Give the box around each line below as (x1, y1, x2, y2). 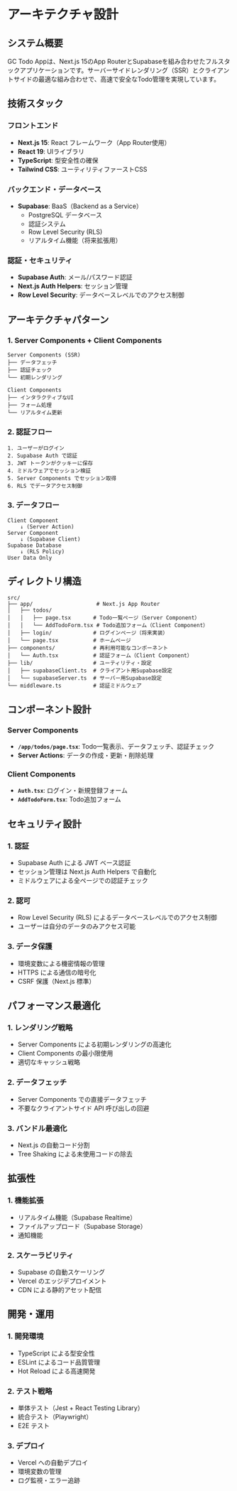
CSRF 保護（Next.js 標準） (17, 977, 96, 985)
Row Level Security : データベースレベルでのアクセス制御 (17, 291, 184, 299)
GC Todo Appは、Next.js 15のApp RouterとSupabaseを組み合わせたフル (7, 58, 219, 65)
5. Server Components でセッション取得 (7, 475, 117, 482)
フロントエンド (7, 121, 59, 131)
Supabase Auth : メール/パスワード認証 (17, 273, 133, 281)
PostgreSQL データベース (28, 210, 103, 219)
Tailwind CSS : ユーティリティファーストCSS (17, 165, 148, 173)
